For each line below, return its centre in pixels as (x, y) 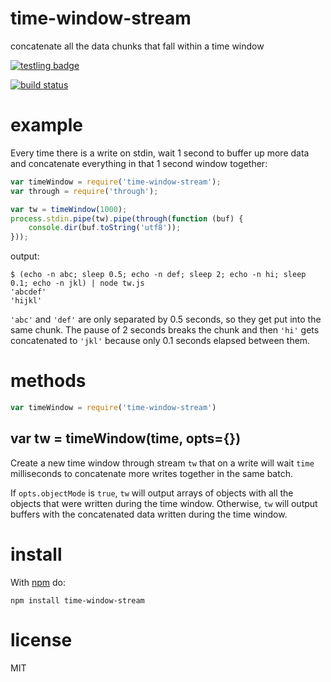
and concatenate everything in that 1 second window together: (139, 163)
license (41, 639)
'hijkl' (26, 301)
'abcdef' (28, 292)
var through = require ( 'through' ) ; (84, 191)
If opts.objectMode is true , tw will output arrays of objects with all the (152, 493)
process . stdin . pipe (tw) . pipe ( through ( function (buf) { (127, 218)
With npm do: (38, 582)
